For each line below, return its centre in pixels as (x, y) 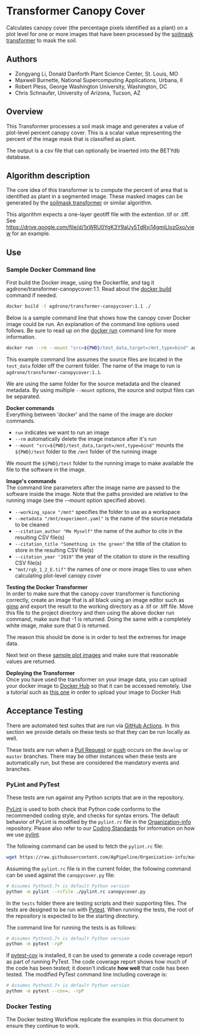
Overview (25, 112)
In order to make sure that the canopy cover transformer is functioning (93, 593)
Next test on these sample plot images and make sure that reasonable (92, 655)
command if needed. (32, 296)
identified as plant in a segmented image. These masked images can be (95, 197)
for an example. (31, 234)
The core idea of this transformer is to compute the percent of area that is (97, 190)
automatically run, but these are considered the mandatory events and (93, 762)
